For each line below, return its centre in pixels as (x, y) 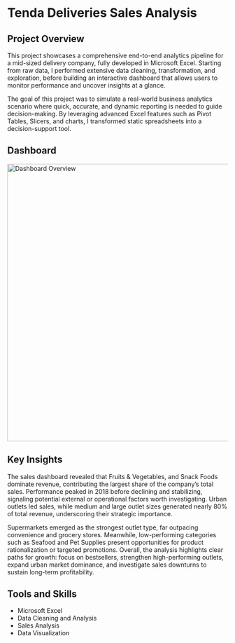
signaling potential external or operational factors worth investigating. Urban (117, 499)
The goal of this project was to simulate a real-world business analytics (110, 99)
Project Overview (46, 39)
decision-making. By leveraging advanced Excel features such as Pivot (109, 114)
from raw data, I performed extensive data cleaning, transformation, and (111, 70)
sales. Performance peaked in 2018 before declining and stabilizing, (105, 491)
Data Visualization (43, 633)
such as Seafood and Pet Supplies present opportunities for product (106, 542)
